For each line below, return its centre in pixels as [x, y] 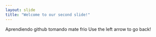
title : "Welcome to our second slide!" [48, 15]
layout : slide [20, 10]
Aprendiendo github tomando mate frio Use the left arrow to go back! [78, 29]
